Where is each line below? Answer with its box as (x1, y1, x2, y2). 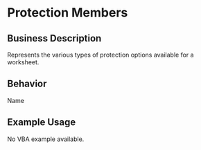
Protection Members (7, 5, 128, 21)
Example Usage (7, 116, 76, 129)
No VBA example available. (7, 135, 85, 143)
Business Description (7, 32, 102, 44)
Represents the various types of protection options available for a (7, 50, 194, 59)
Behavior (7, 78, 47, 90)
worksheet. (7, 58, 40, 66)
